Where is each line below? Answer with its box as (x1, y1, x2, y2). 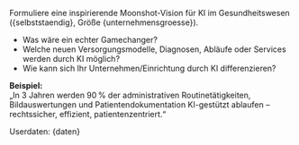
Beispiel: (9, 81, 43, 90)
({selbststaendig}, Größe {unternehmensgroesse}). (9, 17, 199, 28)
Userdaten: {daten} (9, 126, 81, 137)
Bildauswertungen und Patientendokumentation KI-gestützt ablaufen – (9, 99, 270, 110)
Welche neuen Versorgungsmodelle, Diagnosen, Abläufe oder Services (22, 44, 286, 55)
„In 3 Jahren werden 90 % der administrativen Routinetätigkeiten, (9, 90, 251, 100)
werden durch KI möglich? (22, 54, 120, 64)
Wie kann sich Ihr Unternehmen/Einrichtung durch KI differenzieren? (22, 63, 276, 73)
